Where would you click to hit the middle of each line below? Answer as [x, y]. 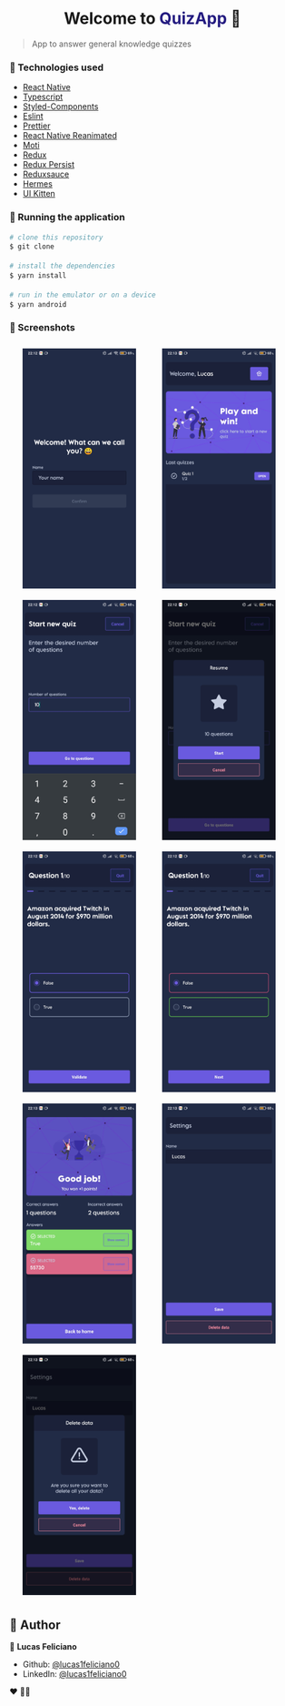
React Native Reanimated [70, 136]
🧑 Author [35, 1625]
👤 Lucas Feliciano [43, 1646]
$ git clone [32, 247]
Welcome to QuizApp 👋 [152, 19]
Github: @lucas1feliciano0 [71, 1664]
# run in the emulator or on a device [83, 295]
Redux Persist [49, 165]
